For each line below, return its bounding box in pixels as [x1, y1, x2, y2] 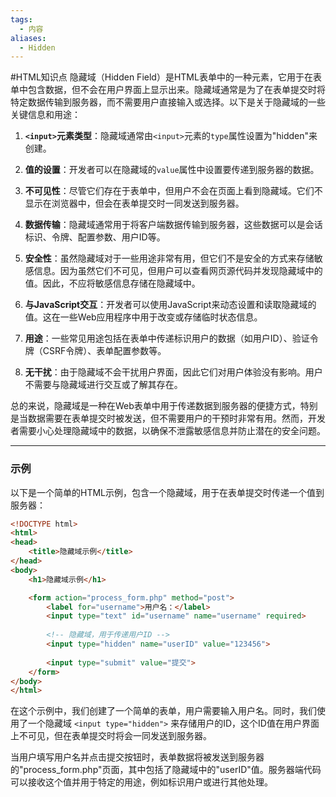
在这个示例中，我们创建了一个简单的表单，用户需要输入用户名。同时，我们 [10, 705, 317, 717]
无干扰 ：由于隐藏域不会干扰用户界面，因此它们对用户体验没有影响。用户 [24, 366, 323, 378]
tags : [10, 14, 33, 25]
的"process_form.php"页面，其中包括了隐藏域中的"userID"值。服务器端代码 [10, 764, 322, 776]
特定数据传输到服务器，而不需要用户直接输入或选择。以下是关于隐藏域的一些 [10, 96, 326, 108]
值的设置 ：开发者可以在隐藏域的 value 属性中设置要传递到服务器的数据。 [24, 164, 320, 176]
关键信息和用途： [10, 109, 81, 121]
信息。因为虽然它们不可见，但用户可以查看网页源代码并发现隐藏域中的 [33, 265, 323, 277]
